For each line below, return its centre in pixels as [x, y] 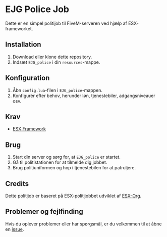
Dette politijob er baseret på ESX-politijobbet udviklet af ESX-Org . [73, 196]
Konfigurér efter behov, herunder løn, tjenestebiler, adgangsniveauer [84, 96]
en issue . [15, 229]
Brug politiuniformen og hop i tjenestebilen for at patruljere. [74, 168]
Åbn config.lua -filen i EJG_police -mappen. [57, 90]
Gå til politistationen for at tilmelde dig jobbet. [60, 162]
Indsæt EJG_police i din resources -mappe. [56, 62]
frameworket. [19, 28]
